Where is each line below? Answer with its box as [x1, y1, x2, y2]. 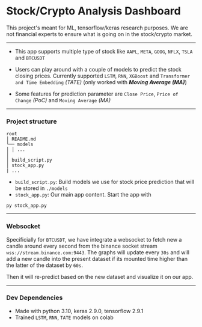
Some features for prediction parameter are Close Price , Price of [14, 90, 179, 97]
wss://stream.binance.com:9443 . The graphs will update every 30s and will [6, 248, 189, 256]
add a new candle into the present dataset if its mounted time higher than [6, 255, 188, 262]
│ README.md [6, 136, 36, 142]
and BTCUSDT [14, 54, 45, 61]
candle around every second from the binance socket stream [6, 242, 158, 249]
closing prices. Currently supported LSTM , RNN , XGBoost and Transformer [14, 72, 191, 79]
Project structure [6, 117, 57, 126]
